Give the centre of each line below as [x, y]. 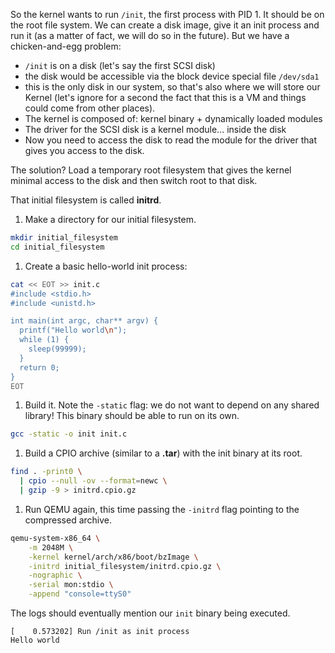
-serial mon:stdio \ [71, 585]
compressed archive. [68, 520]
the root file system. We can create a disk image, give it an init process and [165, 25]
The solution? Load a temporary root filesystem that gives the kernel [151, 170]
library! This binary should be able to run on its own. [132, 416]
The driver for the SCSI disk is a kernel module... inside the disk [155, 129]
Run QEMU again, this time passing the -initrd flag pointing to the [162, 509]
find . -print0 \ [46, 472]
